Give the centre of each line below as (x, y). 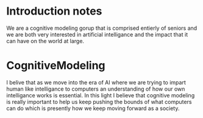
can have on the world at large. (45, 41)
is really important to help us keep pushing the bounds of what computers (99, 102)
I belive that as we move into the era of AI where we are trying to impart (96, 82)
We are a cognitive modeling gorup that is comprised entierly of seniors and (102, 28)
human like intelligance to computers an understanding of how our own (96, 89)
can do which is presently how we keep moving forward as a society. (93, 108)
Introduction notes (54, 11)
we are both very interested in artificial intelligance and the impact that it (97, 34)
